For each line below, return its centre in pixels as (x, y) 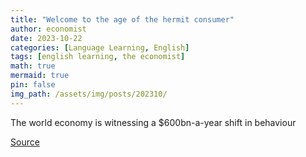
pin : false (33, 85)
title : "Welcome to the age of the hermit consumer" (122, 19)
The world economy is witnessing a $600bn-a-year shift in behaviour (153, 122)
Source (25, 142)
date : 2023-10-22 (46, 38)
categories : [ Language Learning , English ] (100, 47)
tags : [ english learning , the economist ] (98, 57)
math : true (33, 66)
